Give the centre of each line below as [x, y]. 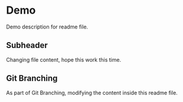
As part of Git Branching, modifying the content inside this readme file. [92, 93]
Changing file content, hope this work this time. [64, 59]
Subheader [27, 45]
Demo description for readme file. [47, 27]
